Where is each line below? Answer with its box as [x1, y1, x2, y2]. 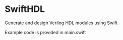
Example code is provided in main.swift [5, 29, 86, 35]
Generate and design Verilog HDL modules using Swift [5, 20, 118, 26]
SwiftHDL [5, 3, 45, 15]
